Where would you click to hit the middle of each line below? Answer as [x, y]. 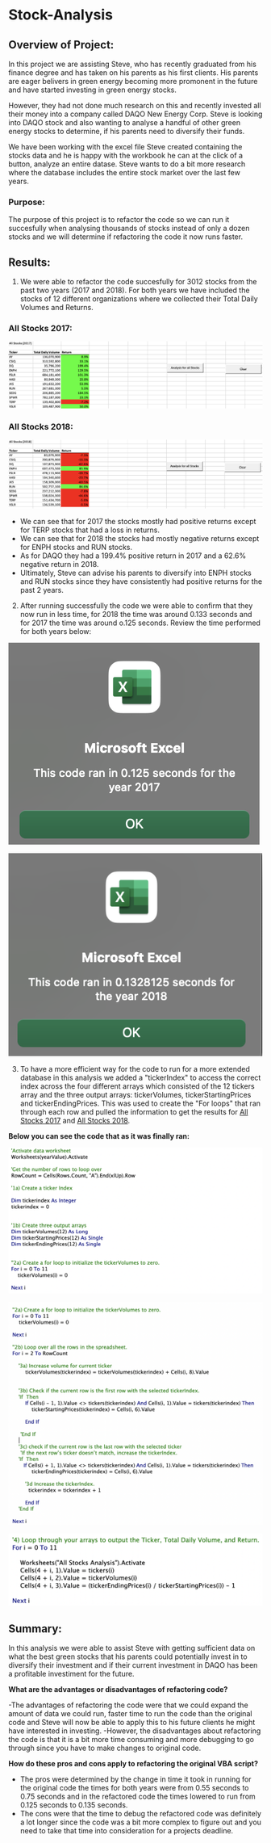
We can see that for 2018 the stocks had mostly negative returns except [140, 538]
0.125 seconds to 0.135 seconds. [74, 1805]
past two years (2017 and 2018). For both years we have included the [135, 290]
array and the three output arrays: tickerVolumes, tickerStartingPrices [135, 1095]
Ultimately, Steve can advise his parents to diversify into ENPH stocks [135, 573]
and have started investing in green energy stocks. [93, 90]
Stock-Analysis [61, 15]
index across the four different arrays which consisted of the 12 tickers [138, 1086]
